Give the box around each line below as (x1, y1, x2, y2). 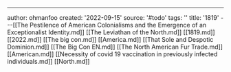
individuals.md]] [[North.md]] (7, 58, 90, 65)
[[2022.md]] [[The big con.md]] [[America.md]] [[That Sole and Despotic (7, 36, 214, 43)
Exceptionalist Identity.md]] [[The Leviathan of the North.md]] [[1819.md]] (7, 28, 215, 36)
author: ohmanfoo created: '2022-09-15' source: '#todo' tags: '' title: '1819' (7, 14, 219, 21)
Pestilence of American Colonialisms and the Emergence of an (30, 21, 207, 29)
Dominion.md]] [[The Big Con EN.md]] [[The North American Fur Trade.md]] (7, 43, 223, 51)
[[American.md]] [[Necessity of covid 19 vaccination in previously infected (7, 50, 218, 58)
